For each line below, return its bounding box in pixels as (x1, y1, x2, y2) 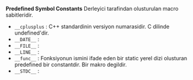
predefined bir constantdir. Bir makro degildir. (14, 61, 127, 68)
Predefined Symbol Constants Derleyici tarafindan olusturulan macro (5, 5, 179, 12)
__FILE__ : (14, 42, 40, 49)
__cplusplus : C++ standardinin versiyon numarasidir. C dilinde (14, 23, 170, 30)
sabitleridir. (5, 11, 34, 19)
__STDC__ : (14, 67, 40, 74)
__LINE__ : (14, 48, 40, 56)
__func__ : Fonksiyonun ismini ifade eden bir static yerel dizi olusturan (14, 55, 188, 61)
